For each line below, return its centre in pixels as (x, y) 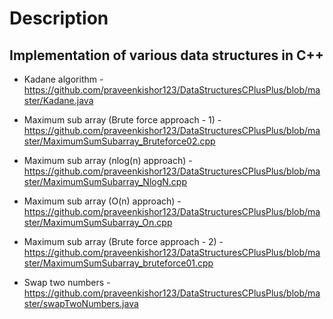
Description (59, 18)
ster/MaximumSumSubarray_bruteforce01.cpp (118, 263)
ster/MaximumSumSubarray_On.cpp (98, 222)
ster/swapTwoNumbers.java (81, 303)
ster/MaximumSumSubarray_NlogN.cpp (105, 181)
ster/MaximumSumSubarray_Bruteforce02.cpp (119, 141)
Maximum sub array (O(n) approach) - (102, 201)
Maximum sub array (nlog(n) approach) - (108, 160)
